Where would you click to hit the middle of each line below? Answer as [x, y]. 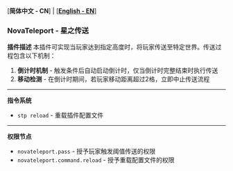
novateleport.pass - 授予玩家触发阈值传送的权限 [86, 152]
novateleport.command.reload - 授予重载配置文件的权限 [96, 160]
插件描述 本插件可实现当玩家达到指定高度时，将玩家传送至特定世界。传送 [111, 47]
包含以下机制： [34, 56]
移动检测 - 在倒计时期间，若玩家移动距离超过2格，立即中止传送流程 [113, 79]
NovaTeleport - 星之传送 [48, 31]
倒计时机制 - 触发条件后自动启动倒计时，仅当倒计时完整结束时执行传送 [118, 71]
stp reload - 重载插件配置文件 [60, 115]
